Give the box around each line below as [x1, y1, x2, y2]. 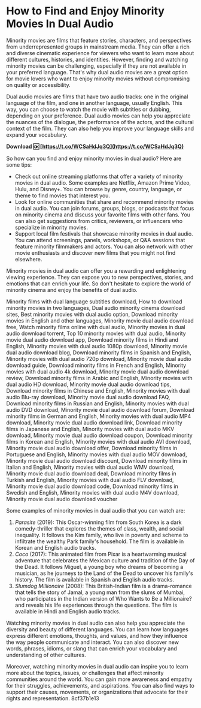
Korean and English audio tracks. [14, 544, 97, 551]
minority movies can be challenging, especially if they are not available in [6, 62, 187, 70]
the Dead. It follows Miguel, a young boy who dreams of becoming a [14, 563, 184, 570]
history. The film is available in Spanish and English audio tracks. [14, 576, 175, 583]
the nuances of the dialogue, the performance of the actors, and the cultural [6, 118, 194, 125]
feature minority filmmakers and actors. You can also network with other [14, 243, 193, 250]
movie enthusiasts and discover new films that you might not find [14, 249, 176, 256]
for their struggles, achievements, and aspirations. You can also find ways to [6, 682, 194, 689]
